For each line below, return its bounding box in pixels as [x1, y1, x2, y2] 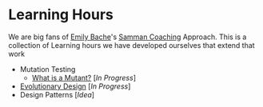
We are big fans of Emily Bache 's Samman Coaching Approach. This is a [8, 32, 247, 42]
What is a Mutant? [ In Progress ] [31, 73, 136, 82]
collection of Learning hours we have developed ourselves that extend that [8, 40, 255, 50]
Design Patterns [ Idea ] [19, 89, 94, 99]
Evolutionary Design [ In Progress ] [19, 81, 131, 91]
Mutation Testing [19, 64, 76, 73]
